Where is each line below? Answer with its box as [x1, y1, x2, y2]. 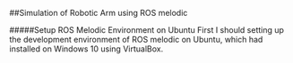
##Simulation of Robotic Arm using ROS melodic [9, 8, 188, 18]
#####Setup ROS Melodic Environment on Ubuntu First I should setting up [9, 25, 285, 35]
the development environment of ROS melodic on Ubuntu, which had [9, 35, 263, 44]
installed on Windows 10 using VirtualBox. [9, 43, 164, 54]
